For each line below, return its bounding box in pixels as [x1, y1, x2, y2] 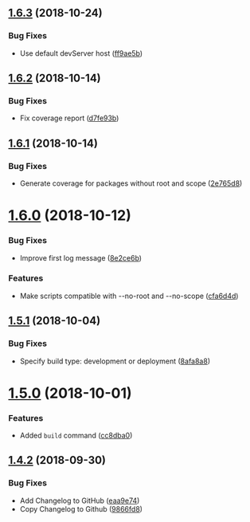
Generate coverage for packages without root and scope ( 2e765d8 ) [19, 179, 243, 188]
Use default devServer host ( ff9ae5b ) [19, 48, 143, 58]
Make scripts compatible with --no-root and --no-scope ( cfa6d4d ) [19, 291, 239, 300]
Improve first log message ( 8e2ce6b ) [19, 253, 142, 262]
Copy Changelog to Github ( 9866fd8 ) [19, 504, 143, 513]
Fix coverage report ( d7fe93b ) [19, 113, 119, 123]
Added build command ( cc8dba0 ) [19, 430, 133, 441]
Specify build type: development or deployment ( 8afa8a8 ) [19, 356, 211, 366]
